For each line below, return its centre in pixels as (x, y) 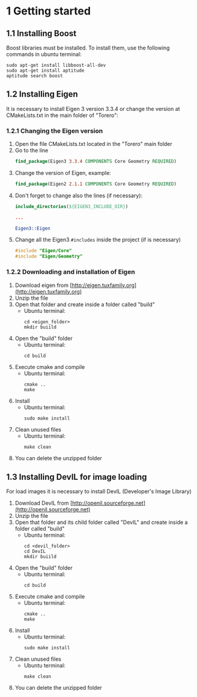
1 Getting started (49, 11)
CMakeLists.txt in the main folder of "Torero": (62, 115)
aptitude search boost (35, 76)
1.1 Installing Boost (41, 33)
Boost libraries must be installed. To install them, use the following (88, 48)
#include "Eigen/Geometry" (49, 257)
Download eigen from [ (43, 285)
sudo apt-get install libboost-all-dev (56, 65)
